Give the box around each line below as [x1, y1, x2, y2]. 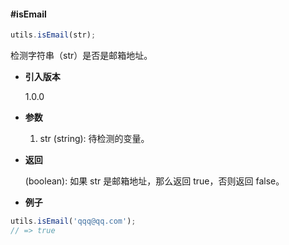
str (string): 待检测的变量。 [39, 133, 150, 145]
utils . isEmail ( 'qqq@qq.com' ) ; [10, 216, 137, 227]
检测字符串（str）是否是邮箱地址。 [10, 50, 153, 62]
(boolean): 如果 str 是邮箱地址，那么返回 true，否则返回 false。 [24, 175, 285, 187]
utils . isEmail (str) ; [10, 30, 97, 40]
